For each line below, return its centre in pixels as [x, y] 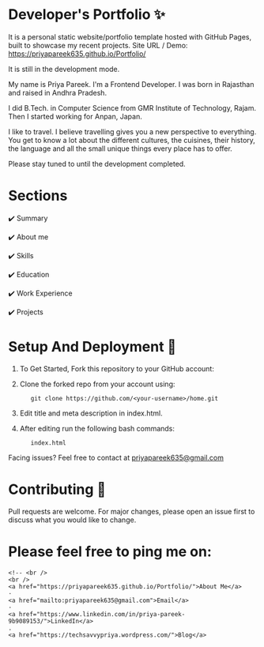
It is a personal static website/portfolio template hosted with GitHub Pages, [130, 36]
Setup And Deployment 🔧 [92, 347]
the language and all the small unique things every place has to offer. [121, 149]
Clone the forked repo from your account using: [97, 384]
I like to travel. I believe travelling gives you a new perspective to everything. [132, 131]
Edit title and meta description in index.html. [91, 413]
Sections [38, 196]
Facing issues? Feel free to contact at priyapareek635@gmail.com [116, 457]
